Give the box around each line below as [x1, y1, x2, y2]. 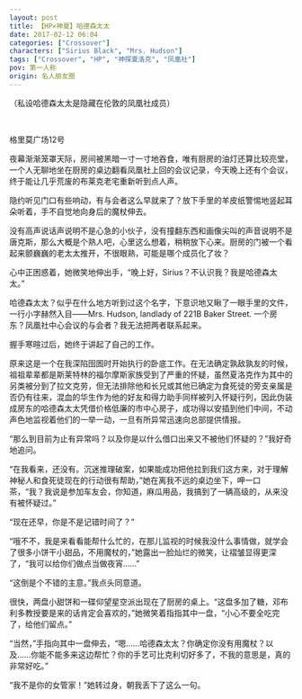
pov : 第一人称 [9, 64, 57, 73]
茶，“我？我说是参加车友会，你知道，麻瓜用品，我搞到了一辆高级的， [9, 486, 265, 497]
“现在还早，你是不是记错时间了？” [9, 516, 135, 527]
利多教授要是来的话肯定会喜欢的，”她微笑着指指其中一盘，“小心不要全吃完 [9, 607, 280, 618]
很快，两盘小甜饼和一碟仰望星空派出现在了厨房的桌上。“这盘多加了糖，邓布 [9, 596, 289, 607]
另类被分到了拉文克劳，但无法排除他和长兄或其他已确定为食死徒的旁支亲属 [9, 380, 285, 391]
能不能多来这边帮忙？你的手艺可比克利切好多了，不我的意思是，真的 [39, 649, 291, 659]
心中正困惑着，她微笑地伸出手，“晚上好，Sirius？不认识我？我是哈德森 [9, 266, 271, 277]
